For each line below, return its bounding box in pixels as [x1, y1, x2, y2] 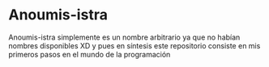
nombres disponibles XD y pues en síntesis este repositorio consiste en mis [8, 40, 261, 50]
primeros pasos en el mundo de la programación [8, 49, 171, 59]
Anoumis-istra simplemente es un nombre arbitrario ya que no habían [8, 32, 241, 42]
